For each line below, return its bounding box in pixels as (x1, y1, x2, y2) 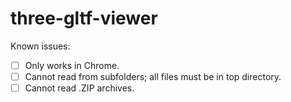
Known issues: (10, 40, 71, 52)
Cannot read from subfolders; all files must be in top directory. (24, 71, 282, 82)
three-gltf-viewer (10, 7, 158, 30)
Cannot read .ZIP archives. (24, 82, 135, 94)
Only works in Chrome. (24, 59, 120, 71)
